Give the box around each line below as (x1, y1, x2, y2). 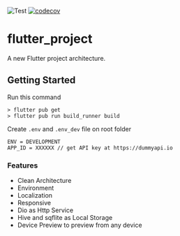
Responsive (17, 199, 51, 207)
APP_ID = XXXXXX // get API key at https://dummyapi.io (7, 144, 173, 152)
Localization (17, 191, 53, 200)
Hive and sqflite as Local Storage (17, 214, 113, 222)
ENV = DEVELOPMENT (7, 138, 61, 145)
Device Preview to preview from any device (17, 221, 142, 230)
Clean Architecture (17, 177, 72, 185)
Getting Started (7, 74, 76, 87)
